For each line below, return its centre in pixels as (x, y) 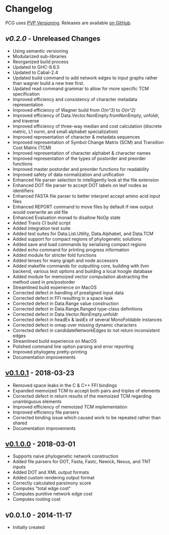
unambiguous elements (37, 401)
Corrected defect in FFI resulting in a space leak (63, 298)
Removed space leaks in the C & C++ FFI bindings (65, 385)
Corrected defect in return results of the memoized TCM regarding (82, 396)
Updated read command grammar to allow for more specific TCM (81, 88)
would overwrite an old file (40, 212)
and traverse (26, 121)
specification (26, 94)
